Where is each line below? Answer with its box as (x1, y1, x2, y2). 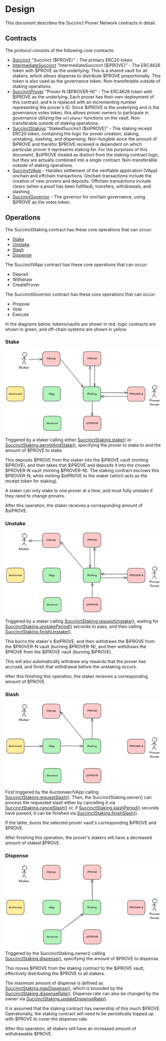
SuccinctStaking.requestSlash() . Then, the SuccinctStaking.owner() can (5, 794, 152, 800)
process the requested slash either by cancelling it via (5, 799, 115, 805)
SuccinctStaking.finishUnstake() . (5, 628, 72, 634)
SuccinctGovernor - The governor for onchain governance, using (12, 194, 145, 200)
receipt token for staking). (5, 478, 58, 484)
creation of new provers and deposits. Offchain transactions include (12, 178, 151, 184)
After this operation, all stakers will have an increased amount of (5, 1026, 136, 1031)
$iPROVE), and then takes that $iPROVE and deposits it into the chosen (5, 462, 150, 468)
